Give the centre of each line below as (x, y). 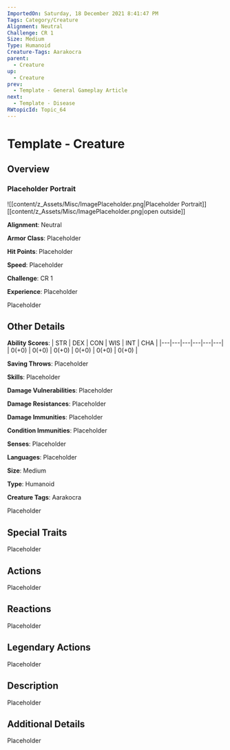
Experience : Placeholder (42, 291)
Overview (29, 169)
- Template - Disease (44, 103)
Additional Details (46, 724)
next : (15, 97)
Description (33, 686)
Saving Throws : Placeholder (48, 364)
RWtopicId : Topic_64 (37, 110)
